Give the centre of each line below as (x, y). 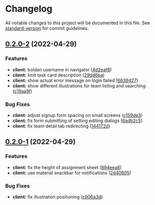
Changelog (29, 9)
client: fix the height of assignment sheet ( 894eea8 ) (67, 167)
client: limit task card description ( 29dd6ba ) (59, 75)
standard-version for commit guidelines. (47, 28)
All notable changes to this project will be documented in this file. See (78, 23)
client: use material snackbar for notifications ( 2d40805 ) (72, 173)
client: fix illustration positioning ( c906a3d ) (58, 197)
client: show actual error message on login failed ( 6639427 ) (75, 80)
